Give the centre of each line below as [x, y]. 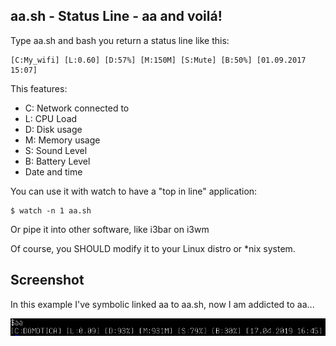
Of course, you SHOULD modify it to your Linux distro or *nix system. [153, 248]
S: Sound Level [56, 150]
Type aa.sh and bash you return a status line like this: [120, 40]
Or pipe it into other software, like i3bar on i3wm [110, 229]
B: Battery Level [57, 161]
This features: [39, 88]
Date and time [53, 171]
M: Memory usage [62, 140]
